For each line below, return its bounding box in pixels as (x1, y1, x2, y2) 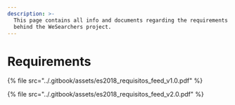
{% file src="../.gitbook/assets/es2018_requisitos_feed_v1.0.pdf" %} (7, 76, 203, 85)
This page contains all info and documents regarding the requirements (13, 17, 229, 24)
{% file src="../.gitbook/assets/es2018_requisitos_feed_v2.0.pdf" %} (7, 90, 204, 99)
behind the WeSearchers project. (13, 23, 112, 30)
